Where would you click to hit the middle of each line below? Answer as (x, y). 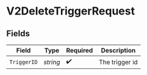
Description (118, 51)
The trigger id (118, 62)
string (52, 62)
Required (80, 51)
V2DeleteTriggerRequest (71, 11)
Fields (18, 34)
